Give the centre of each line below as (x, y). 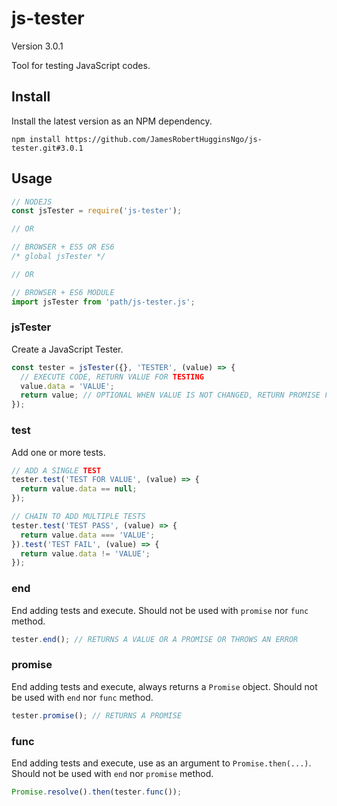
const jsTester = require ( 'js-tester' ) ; (97, 211)
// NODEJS (32, 202)
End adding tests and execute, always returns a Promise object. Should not (164, 686)
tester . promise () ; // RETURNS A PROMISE (97, 715)
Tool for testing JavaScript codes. (81, 65)
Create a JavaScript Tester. (67, 349)
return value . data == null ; (79, 489)
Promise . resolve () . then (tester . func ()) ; (97, 792)
